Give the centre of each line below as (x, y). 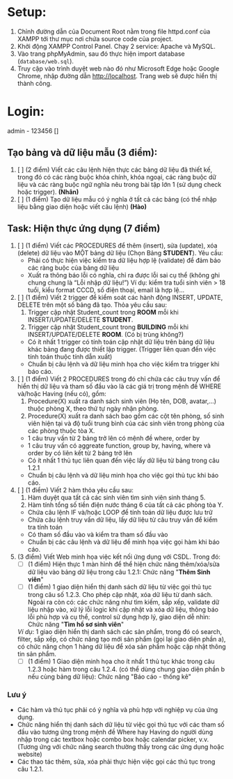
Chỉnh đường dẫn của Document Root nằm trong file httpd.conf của (114, 31)
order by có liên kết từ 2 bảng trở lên (80, 453)
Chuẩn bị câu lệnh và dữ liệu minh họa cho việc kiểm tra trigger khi (123, 364)
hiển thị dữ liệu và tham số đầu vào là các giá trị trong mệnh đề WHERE (119, 386)
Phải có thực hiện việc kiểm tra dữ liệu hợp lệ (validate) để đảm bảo (124, 260)
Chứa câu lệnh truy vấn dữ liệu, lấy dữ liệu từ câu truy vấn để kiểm (122, 520)
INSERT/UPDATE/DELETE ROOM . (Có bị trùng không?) (106, 334)
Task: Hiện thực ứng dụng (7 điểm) (84, 228)
